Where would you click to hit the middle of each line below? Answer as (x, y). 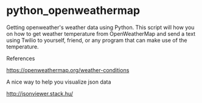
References (21, 58)
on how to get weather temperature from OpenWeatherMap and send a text (101, 33)
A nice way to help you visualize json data (59, 82)
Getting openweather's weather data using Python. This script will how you (100, 27)
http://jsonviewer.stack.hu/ (40, 93)
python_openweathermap (73, 11)
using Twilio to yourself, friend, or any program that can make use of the (97, 40)
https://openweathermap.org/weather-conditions (68, 70)
